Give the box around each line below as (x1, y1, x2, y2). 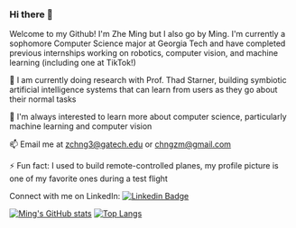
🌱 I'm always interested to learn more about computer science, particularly (9, 112, 287, 123)
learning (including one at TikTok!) (9, 58, 137, 68)
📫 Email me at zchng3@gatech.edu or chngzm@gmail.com (9, 139, 232, 150)
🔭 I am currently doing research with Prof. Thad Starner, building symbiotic (9, 75, 287, 86)
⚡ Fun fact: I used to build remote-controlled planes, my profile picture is (9, 160, 279, 171)
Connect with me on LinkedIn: (9, 191, 121, 202)
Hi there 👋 (9, 8, 54, 21)
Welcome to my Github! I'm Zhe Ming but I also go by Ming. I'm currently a (9, 29, 286, 40)
